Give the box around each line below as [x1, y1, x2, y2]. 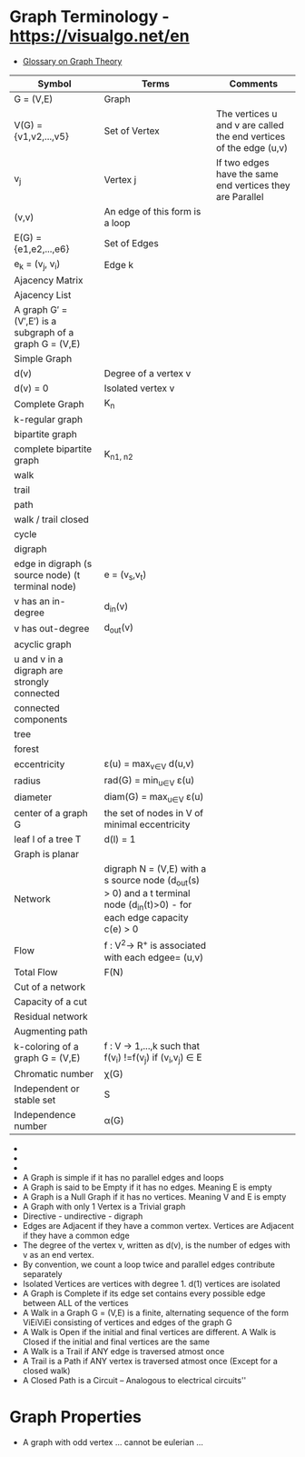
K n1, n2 [103, 447, 133, 462]
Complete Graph [14, 397, 84, 410]
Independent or [14, 1082, 80, 1094]
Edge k [103, 258, 134, 271]
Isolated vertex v [103, 382, 175, 394]
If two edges [216, 156, 270, 169]
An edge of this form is [103, 205, 202, 217]
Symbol [37, 77, 72, 90]
